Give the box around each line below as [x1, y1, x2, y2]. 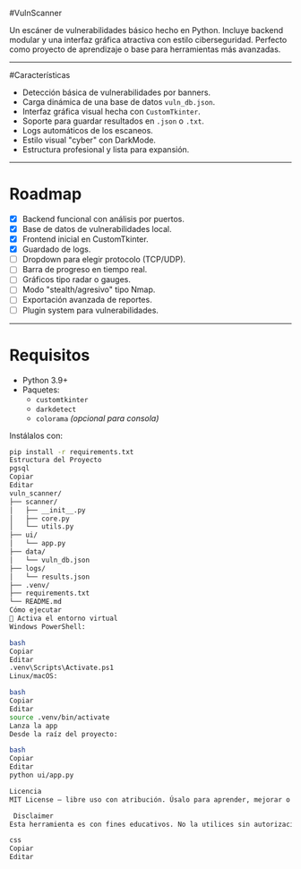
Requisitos [9, 345, 90, 366]
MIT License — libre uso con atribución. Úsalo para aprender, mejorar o [9, 795, 291, 804]
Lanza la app [9, 721, 58, 730]
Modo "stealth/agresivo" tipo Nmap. [21, 284, 156, 295]
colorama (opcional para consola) [35, 412, 159, 424]
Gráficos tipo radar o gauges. [21, 274, 132, 285]
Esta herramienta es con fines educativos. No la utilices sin [9, 820, 251, 829]
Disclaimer [13, 811, 54, 821]
